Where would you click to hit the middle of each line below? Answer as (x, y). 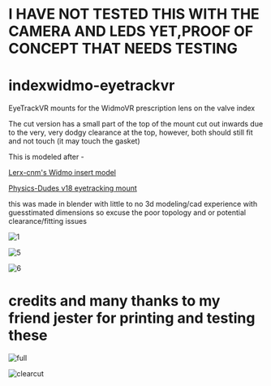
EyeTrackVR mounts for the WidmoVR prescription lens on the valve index (132, 108)
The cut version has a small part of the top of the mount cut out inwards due (136, 124)
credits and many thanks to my (114, 301)
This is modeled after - (47, 157)
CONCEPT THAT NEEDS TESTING (123, 49)
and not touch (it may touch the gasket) (74, 141)
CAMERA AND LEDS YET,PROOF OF (131, 31)
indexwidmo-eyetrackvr (92, 86)
